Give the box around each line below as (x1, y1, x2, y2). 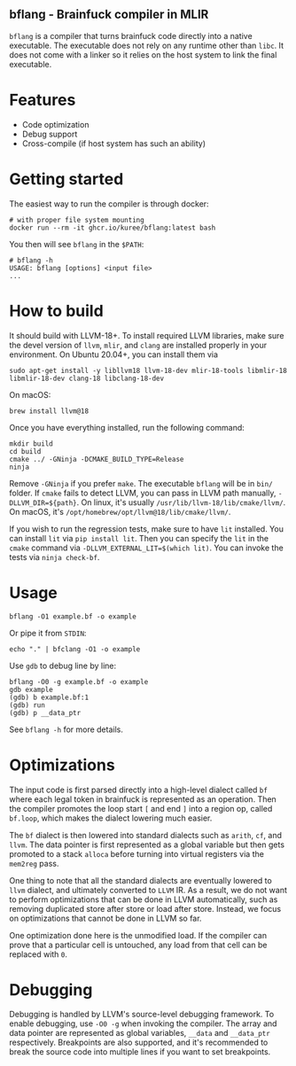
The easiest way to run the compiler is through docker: (9, 198, 210, 209)
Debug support (21, 128, 78, 139)
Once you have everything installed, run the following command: (9, 422, 245, 432)
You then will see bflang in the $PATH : (9, 238, 144, 249)
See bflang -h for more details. (9, 724, 124, 735)
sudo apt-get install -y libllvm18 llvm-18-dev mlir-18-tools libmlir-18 (9, 366, 288, 375)
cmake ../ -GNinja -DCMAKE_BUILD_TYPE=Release (9, 455, 184, 463)
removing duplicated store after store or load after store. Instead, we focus (9, 903, 282, 914)
